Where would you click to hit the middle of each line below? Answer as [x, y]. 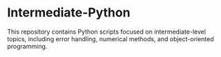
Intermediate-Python [69, 13]
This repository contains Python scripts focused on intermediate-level [106, 32]
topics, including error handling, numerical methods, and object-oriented [110, 38]
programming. [27, 46]
